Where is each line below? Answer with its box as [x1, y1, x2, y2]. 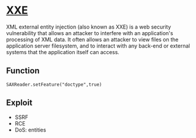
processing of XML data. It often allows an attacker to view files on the [6, 36, 179, 43]
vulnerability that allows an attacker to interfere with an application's [6, 29, 173, 36]
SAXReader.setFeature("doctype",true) [6, 81, 102, 87]
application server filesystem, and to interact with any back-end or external [6, 42, 190, 49]
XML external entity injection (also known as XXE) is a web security [6, 23, 171, 30]
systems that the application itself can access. [6, 48, 120, 55]
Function [6, 66, 40, 76]
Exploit [6, 98, 33, 108]
